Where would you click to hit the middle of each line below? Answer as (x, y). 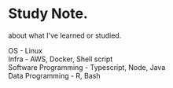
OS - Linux (26, 50)
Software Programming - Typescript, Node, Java (87, 67)
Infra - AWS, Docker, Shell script (61, 59)
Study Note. (48, 14)
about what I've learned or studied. (65, 35)
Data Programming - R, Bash (54, 75)
